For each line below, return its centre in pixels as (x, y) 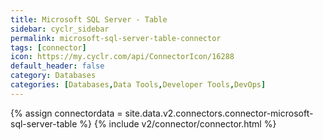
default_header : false (57, 66)
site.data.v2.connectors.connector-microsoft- (219, 113)
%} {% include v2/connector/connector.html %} (178, 123)
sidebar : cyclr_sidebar (60, 29)
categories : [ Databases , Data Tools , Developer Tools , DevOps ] (138, 85)
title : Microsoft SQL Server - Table (89, 19)
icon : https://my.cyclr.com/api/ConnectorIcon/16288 (122, 57)
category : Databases (53, 76)
